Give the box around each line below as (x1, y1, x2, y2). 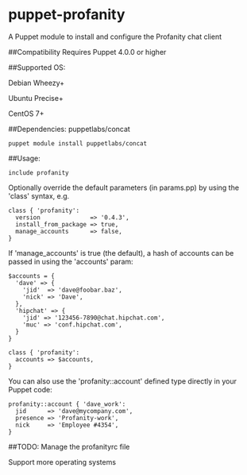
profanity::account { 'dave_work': (8, 400, 126, 408)
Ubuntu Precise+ (8, 93, 64, 102)
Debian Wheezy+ (8, 78, 65, 87)
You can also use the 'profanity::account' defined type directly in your (8, 376, 237, 386)
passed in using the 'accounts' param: (8, 257, 133, 266)
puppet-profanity (8, 6, 125, 24)
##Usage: (8, 153, 41, 163)
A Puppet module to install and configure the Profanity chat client (8, 32, 222, 41)
